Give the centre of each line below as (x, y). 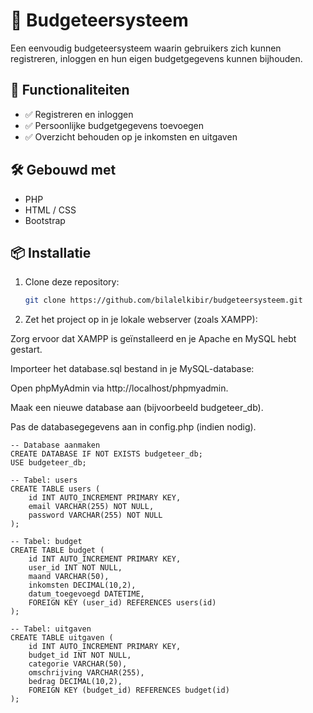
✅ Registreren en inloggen (79, 114)
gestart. (26, 350)
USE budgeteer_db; (48, 463)
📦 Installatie (51, 252)
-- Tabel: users (44, 480)
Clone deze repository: (72, 282)
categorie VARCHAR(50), (78, 664)
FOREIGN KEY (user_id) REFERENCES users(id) (122, 603)
